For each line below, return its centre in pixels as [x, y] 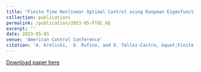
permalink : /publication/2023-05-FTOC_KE [59, 23]
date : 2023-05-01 [28, 34]
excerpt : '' [21, 28]
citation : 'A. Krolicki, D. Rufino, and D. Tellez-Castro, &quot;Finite [100, 46]
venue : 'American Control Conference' [54, 40]
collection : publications [38, 17]
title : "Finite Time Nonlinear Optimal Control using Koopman [85, 12]
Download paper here [33, 62]
